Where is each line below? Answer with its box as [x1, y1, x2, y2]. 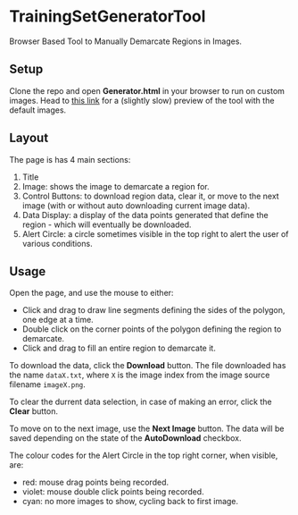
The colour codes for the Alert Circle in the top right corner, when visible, [9, 450, 278, 461]
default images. [9, 105, 67, 115]
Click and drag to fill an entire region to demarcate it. [21, 342, 216, 354]
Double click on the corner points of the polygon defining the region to [21, 324, 282, 334]
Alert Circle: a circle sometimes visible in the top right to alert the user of [21, 228, 289, 239]
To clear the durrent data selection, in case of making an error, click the [9, 396, 272, 408]
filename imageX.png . [9, 379, 87, 390]
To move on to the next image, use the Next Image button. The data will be [9, 423, 285, 435]
